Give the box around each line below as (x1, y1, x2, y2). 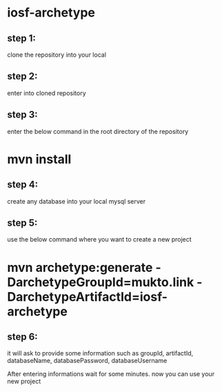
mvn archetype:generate (7, 259, 153, 275)
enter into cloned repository (7, 88, 86, 97)
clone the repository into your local (7, 50, 107, 59)
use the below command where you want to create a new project (7, 235, 192, 244)
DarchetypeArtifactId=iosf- (7, 288, 168, 304)
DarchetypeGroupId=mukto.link (7, 274, 194, 290)
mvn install (7, 151, 72, 167)
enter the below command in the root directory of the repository (7, 127, 189, 135)
